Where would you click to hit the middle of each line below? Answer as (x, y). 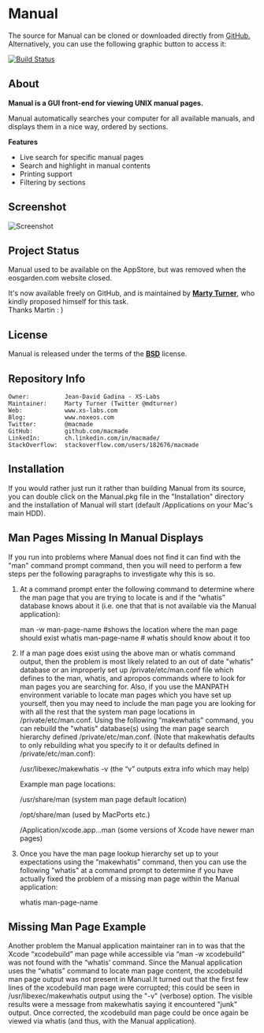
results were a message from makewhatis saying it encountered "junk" (123, 1005)
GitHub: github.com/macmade (68, 431)
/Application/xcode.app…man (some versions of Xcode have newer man (137, 830)
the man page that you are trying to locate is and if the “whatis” (123, 597)
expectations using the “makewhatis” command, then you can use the (133, 862)
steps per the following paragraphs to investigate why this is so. (112, 574)
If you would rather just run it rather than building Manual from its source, (127, 488)
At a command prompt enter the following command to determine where (137, 589)
